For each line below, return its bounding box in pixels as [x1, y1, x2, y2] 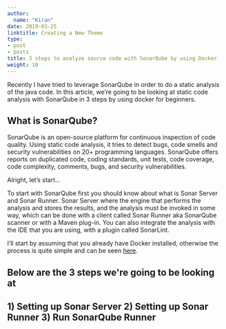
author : [7, 10, 30, 17]
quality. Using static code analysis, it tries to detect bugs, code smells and [7, 141, 218, 149]
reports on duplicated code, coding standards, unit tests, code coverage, [7, 155, 215, 163]
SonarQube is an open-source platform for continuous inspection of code [7, 133, 216, 141]
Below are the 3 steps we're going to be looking [7, 266, 215, 278]
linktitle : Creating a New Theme [7, 29, 103, 37]
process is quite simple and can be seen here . [7, 246, 138, 255]
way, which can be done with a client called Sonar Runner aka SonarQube [7, 211, 217, 219]
